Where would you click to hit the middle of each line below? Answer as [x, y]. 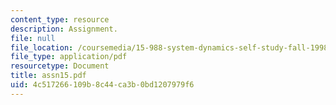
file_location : [42, 47]
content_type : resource [60, 19]
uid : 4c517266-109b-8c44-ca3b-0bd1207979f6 [102, 85]
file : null [33, 38]
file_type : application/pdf [69, 57]
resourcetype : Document [60, 66]
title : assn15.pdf [48, 76]
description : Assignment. [64, 29]
